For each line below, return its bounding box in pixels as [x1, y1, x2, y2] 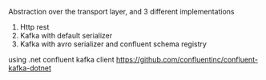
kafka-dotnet [8, 63, 52, 73]
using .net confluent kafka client [8, 55, 115, 64]
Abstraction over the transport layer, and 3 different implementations [8, 7, 235, 16]
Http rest [19, 22, 50, 31]
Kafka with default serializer [19, 31, 113, 40]
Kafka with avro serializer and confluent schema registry [19, 39, 207, 49]
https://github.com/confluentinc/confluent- [115, 55, 259, 64]
